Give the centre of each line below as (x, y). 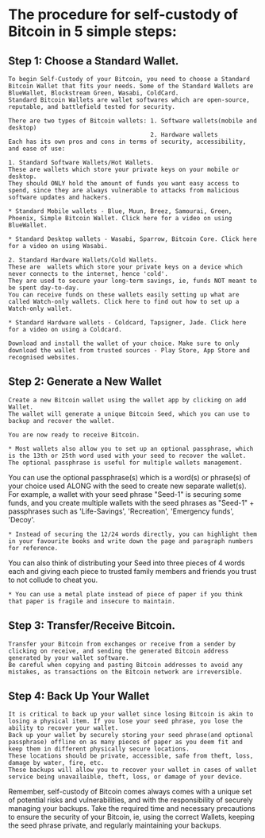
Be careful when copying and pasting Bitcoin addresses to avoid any (126, 665)
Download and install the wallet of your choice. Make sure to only (124, 343)
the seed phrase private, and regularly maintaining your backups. (115, 825)
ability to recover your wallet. (63, 728)
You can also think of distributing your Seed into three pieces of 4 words (127, 563)
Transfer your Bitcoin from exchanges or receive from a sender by (122, 644)
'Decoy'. (22, 519)
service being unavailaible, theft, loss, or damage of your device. (126, 777)
